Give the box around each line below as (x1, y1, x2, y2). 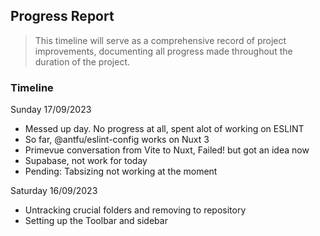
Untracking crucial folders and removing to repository (24, 204, 247, 216)
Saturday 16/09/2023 (10, 185, 98, 197)
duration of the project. (34, 55, 130, 68)
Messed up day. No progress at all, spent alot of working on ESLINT (24, 123, 305, 135)
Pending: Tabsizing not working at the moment (24, 165, 218, 178)
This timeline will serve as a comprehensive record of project (34, 34, 287, 46)
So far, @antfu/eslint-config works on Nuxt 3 (24, 134, 210, 146)
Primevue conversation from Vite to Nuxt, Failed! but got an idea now (24, 144, 310, 156)
